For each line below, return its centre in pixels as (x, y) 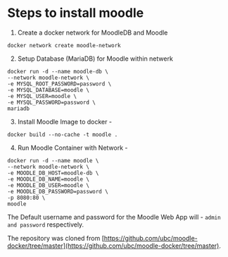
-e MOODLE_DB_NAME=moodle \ (49, 179)
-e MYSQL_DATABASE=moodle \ (49, 90)
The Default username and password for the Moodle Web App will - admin (114, 217)
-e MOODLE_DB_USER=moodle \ (49, 185)
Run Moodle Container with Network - (72, 148)
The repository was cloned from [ (56, 238)
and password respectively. (46, 225)
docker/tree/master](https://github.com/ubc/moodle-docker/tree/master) (113, 246)
